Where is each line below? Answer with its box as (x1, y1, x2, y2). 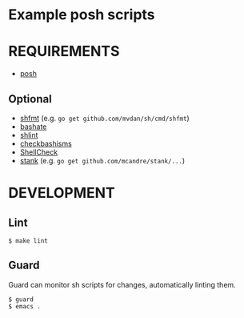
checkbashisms (19, 139, 72, 148)
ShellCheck (19, 147, 58, 157)
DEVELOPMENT (8, 184, 116, 202)
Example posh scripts (8, 6, 155, 24)
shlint (19, 130, 38, 139)
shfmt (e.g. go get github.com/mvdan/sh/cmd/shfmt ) (19, 113, 190, 123)
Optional (8, 92, 52, 106)
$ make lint (8, 236, 48, 245)
